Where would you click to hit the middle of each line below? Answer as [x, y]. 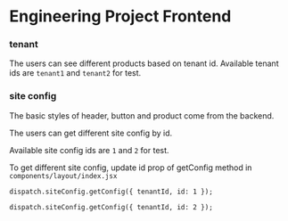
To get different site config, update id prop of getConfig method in [131, 168]
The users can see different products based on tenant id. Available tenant [144, 63]
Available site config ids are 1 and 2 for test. [89, 150]
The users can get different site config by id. [91, 133]
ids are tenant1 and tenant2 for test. [75, 73]
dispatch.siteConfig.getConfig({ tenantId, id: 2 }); [111, 207]
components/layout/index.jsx [63, 176]
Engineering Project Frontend [120, 16]
